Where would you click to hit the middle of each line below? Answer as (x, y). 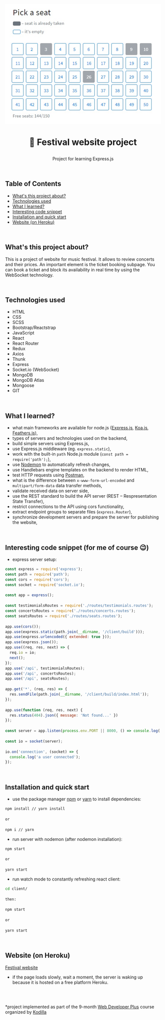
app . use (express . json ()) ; (32, 642)
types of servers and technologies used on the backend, (70, 438)
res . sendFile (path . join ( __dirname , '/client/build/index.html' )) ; (79, 695)
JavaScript (23, 333)
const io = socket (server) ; (34, 741)
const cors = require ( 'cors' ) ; (37, 580)
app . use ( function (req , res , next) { (44, 710)
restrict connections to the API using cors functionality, (68, 507)
